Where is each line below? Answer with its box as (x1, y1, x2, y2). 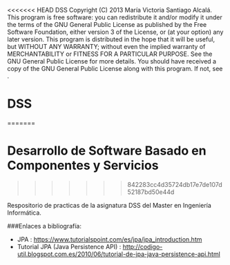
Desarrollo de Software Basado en (7, 143, 207, 159)
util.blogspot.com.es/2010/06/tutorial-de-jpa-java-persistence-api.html (17, 250, 221, 258)
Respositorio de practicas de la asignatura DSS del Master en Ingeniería (7, 201, 212, 209)
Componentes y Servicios (7, 158, 159, 173)
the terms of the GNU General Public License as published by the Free (7, 21, 207, 28)
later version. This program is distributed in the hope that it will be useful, (7, 35, 215, 43)
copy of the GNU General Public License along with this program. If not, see (7, 65, 223, 72)
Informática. (7, 208, 41, 217)
